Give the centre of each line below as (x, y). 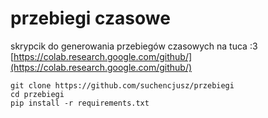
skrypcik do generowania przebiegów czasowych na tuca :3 (134, 46)
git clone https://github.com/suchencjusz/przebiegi (122, 85)
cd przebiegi (37, 94)
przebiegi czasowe (90, 18)
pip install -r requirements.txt (80, 103)
